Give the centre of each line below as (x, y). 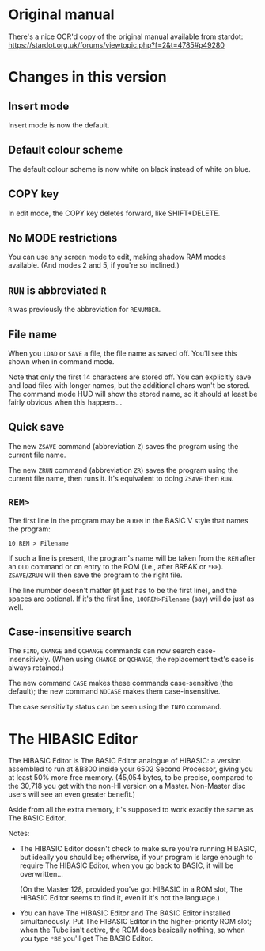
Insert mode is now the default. (59, 125)
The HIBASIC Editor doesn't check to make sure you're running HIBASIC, (138, 849)
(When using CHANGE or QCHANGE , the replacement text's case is (153, 660)
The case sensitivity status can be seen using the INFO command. (115, 707)
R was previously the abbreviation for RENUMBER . (85, 310)
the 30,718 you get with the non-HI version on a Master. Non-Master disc (127, 786)
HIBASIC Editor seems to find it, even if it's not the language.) (119, 898)
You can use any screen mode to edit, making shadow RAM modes (117, 257)
